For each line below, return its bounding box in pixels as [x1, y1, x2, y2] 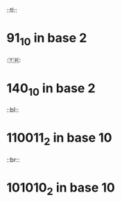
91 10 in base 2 [6, 31, 87, 48]
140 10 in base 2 [6, 80, 96, 99]
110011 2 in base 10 [6, 130, 112, 148]
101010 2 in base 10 [6, 180, 115, 198]
